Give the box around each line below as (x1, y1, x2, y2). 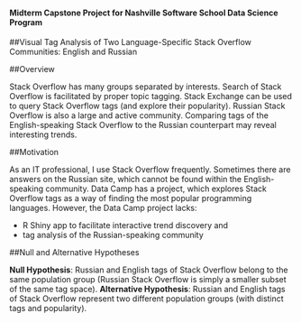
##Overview (9, 64, 56, 75)
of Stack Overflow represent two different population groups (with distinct (9, 293, 284, 304)
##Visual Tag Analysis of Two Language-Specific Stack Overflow (9, 37, 252, 48)
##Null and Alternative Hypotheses (9, 247, 140, 258)
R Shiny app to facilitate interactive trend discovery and (22, 220, 228, 231)
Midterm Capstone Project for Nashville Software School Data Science (9, 7, 278, 18)
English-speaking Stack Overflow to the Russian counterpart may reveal (9, 120, 277, 131)
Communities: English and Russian (9, 46, 138, 58)
